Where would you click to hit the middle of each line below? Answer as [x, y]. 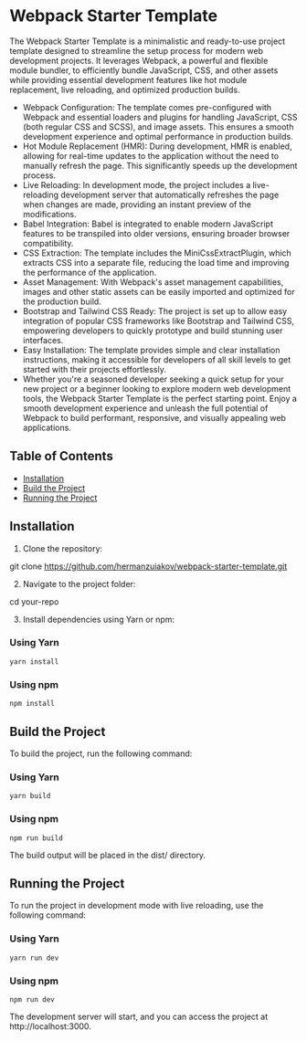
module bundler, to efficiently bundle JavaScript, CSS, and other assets [144, 70]
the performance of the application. [90, 272]
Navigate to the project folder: [79, 584]
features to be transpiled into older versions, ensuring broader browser [156, 233]
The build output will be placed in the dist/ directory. [108, 855]
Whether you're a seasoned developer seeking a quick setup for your [153, 379]
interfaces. [43, 340]
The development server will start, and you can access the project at [138, 1016]
